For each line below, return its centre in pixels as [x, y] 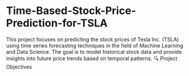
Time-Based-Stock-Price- [71, 11]
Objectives [19, 67]
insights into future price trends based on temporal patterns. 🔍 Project [92, 58]
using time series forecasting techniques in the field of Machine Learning [95, 46]
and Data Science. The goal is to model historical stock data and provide [94, 51]
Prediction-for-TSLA [57, 23]
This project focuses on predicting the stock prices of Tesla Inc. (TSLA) [93, 39]
